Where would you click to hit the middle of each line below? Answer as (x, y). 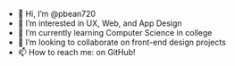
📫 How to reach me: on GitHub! (76, 52)
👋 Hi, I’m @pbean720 (57, 14)
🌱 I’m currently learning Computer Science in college (115, 33)
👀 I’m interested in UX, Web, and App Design (100, 23)
